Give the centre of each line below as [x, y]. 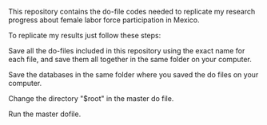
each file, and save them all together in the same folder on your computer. [130, 59]
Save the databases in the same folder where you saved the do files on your [133, 74]
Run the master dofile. [45, 114]
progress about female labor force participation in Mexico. [104, 20]
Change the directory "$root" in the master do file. [91, 98]
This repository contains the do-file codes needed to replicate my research [132, 12]
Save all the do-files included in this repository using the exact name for [127, 51]
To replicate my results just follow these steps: [85, 35]
